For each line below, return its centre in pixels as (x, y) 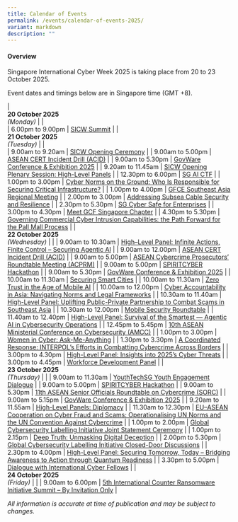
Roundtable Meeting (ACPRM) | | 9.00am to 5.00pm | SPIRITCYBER (105, 265)
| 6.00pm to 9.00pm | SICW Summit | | (63, 129)
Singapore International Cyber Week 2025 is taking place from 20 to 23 (112, 72)
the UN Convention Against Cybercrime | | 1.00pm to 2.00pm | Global (108, 422)
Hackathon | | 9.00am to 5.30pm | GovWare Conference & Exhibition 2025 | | (119, 272)
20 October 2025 (33, 115)
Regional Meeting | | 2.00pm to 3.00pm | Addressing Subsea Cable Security (118, 197)
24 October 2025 (33, 475)
